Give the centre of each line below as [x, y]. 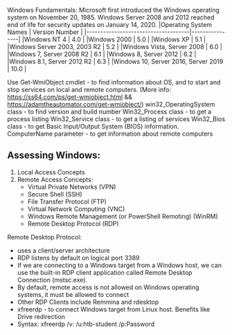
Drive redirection [41, 316]
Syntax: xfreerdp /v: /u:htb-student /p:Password [86, 324]
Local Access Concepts [51, 172]
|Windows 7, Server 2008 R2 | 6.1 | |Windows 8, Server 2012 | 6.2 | [102, 54]
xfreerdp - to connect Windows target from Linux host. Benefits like [114, 309]
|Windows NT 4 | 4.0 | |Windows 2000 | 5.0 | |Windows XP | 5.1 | [114, 39]
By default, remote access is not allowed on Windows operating [108, 287]
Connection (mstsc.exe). [52, 280]
